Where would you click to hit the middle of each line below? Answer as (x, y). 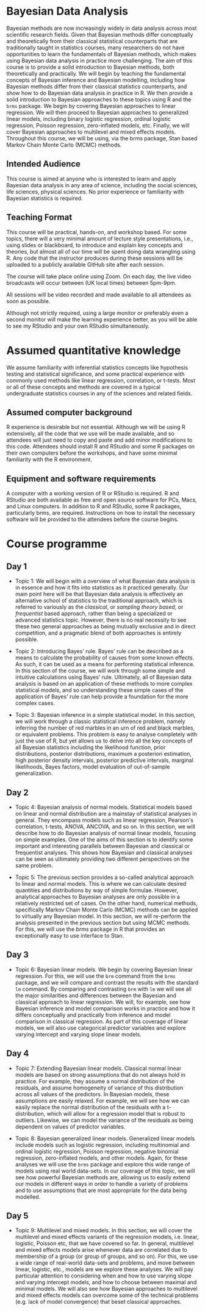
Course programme (57, 544)
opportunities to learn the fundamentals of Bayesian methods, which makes (101, 54)
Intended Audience (44, 164)
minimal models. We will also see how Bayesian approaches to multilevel (106, 1289)
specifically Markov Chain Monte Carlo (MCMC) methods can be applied (106, 910)
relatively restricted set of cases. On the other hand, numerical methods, (106, 903)
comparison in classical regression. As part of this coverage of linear (102, 1021)
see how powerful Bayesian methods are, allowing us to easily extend (103, 1177)
